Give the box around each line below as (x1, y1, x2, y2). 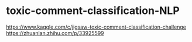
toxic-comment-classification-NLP (6, 4, 180, 17)
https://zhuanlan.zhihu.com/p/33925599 (6, 29, 104, 36)
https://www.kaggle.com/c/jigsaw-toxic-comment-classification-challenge (6, 23, 186, 30)
